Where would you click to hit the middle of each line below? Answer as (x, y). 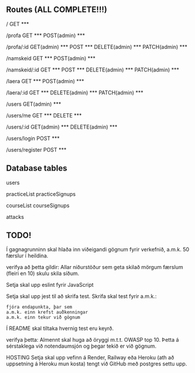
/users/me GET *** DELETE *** (44, 115)
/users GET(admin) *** (34, 104)
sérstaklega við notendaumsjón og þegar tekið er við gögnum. (81, 346)
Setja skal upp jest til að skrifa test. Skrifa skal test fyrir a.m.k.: (82, 296)
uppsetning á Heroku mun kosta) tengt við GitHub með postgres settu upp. (97, 364)
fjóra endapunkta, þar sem (39, 307)
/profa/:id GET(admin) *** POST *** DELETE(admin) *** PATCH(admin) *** (97, 47)
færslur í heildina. (27, 256)
